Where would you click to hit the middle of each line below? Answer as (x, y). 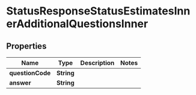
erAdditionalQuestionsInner (77, 24)
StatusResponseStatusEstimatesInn (98, 11)
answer (20, 83)
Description (97, 63)
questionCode (30, 73)
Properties (26, 46)
